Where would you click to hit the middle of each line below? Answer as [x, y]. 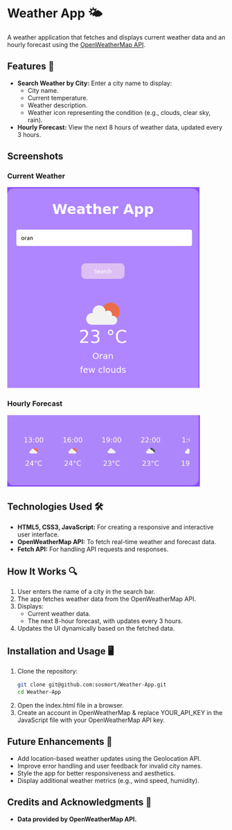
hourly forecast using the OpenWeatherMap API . [76, 44]
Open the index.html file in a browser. [71, 705]
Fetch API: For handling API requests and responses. [93, 549]
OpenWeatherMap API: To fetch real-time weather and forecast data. [117, 541]
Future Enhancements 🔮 [60, 742]
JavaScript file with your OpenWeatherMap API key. [91, 720]
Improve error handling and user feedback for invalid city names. [110, 766]
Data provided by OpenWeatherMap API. [77, 819]
